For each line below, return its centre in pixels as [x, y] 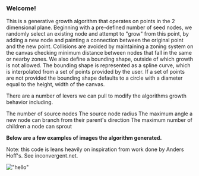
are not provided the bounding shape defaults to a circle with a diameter [94, 78]
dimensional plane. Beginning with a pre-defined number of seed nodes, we [99, 27]
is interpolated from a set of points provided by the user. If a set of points [96, 72]
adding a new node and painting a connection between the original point [95, 40]
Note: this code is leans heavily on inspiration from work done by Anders [95, 149]
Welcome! [21, 8]
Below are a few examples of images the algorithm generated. [84, 138]
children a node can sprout [39, 127]
